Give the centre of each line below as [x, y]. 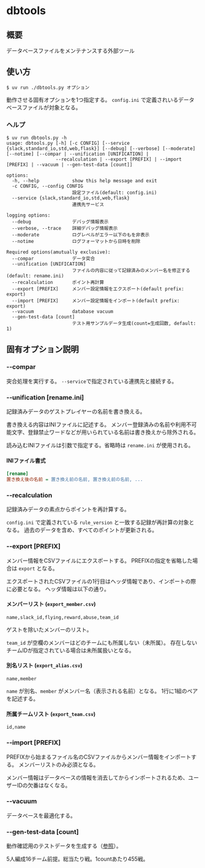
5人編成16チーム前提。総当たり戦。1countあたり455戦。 [77, 859]
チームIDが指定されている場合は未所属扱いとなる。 [70, 650]
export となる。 [38, 568]
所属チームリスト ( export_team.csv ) [51, 714]
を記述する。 [22, 699]
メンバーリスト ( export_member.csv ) [51, 604]
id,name [16, 728]
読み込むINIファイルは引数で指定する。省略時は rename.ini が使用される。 [100, 445]
